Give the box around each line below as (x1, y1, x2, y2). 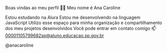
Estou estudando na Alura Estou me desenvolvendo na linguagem (5, 14, 141, 20)
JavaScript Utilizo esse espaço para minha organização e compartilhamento (5, 20, 162, 25)
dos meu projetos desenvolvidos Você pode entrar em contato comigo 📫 (5, 25, 156, 31)
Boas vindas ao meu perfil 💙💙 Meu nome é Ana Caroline (5, 5, 121, 10)
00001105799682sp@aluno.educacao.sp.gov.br (5, 32, 104, 38)
